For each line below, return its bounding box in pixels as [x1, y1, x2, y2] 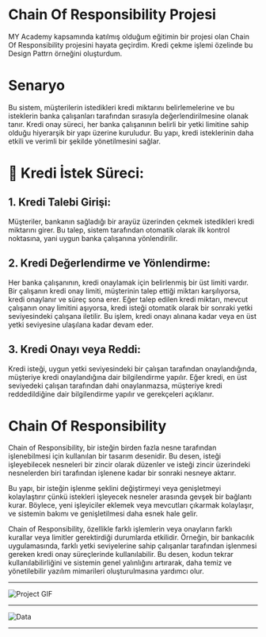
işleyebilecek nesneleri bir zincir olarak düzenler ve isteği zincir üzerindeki [8, 460, 251, 470]
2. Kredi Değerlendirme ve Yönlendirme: [8, 256, 211, 271]
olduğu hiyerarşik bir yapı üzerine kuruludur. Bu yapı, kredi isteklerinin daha [8, 128, 254, 137]
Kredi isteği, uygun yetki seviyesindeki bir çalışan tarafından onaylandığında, [8, 363, 257, 374]
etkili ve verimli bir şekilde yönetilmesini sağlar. [8, 136, 161, 146]
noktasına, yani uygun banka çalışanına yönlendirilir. [8, 233, 178, 243]
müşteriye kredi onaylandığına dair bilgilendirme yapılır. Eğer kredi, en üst [8, 372, 248, 382]
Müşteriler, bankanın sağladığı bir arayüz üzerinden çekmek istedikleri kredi [8, 217, 255, 226]
